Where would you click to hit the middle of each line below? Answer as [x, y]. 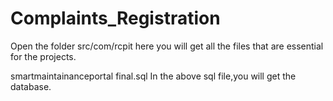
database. [31, 86]
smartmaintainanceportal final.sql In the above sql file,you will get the [153, 76]
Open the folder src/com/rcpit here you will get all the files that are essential [167, 46]
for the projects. [43, 56]
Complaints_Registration [115, 18]
